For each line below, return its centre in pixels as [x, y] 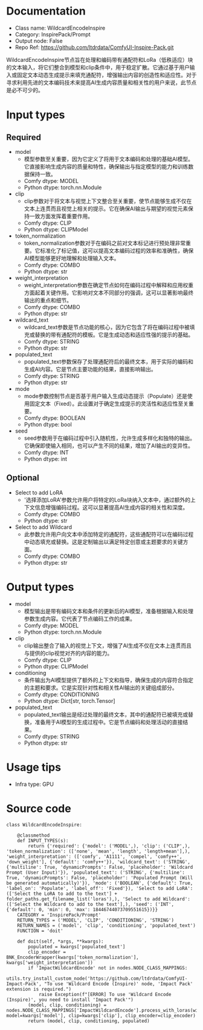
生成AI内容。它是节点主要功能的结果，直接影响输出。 [90, 369]
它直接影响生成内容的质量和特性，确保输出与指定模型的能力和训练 [106, 166]
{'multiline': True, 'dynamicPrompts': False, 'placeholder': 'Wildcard [100, 867]
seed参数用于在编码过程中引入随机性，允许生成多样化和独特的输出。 [109, 438]
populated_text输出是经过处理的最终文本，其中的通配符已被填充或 [106, 714]
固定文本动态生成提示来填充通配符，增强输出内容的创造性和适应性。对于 [107, 75]
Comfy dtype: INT [47, 452]
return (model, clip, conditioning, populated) [89, 1021]
